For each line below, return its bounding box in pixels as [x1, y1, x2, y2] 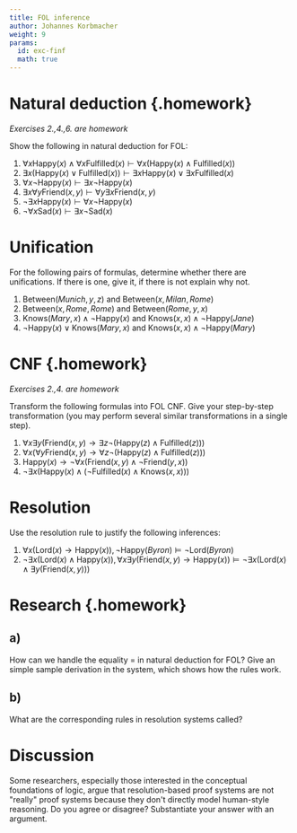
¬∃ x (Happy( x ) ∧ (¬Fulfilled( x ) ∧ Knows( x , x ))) [22, 466, 190, 477]
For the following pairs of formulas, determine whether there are [9, 267, 247, 277]
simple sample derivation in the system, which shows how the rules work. [9, 663, 282, 674]
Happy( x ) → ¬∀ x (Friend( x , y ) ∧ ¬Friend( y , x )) [22, 456, 188, 467]
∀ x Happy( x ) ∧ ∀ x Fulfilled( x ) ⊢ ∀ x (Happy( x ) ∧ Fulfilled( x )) [22, 158, 236, 169]
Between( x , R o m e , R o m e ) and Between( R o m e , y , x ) [22, 303, 208, 314]
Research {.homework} [9, 594, 187, 615]
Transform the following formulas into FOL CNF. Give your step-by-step [9, 400, 274, 411]
